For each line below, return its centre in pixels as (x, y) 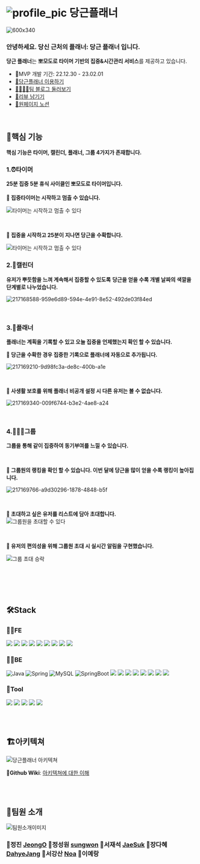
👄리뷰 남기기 (30, 97)
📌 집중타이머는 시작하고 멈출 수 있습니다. (53, 198)
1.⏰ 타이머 (20, 169)
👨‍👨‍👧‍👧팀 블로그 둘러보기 (43, 89)
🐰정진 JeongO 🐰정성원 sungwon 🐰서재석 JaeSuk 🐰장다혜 (87, 845)
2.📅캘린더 (20, 265)
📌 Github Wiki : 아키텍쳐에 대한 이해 (48, 773)
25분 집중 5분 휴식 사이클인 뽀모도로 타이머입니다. (64, 184)
